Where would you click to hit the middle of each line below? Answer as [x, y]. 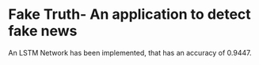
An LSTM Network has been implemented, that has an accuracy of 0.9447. [130, 52]
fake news [43, 31]
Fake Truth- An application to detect [129, 14]
